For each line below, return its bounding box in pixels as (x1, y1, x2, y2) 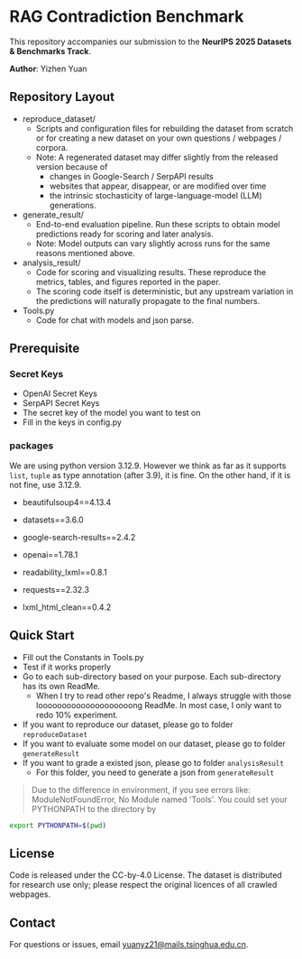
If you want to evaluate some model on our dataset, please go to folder (22, 738, 286, 749)
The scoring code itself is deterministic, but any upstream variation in (35, 286, 294, 297)
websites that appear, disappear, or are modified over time (49, 180, 267, 191)
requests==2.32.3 (22, 584, 90, 595)
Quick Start (9, 628, 75, 643)
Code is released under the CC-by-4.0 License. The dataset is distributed (9, 870, 282, 881)
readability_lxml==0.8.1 (22, 567, 107, 577)
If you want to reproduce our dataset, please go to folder (22, 719, 233, 730)
